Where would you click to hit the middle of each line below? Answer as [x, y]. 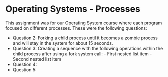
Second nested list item [37, 59]
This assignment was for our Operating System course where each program [84, 23]
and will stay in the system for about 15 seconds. [63, 43]
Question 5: [24, 70]
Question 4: [24, 64]
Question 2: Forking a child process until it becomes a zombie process [85, 38]
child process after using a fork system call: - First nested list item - [82, 54]
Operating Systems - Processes [73, 9]
